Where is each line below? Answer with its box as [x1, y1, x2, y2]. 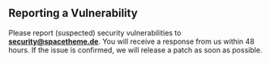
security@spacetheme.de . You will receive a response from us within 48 [8, 36, 255, 46]
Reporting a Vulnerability [8, 6, 138, 20]
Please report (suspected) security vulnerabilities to [8, 27, 182, 37]
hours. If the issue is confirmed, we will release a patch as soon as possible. [8, 44, 263, 55]
